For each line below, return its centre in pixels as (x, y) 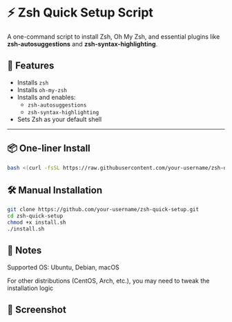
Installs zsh (33, 82)
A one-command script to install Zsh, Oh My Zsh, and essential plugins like (114, 36)
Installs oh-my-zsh (42, 89)
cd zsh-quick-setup (35, 216)
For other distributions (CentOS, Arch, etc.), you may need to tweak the (108, 280)
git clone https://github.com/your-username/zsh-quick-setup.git (103, 210)
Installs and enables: (46, 97)
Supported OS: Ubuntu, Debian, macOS (63, 267)
